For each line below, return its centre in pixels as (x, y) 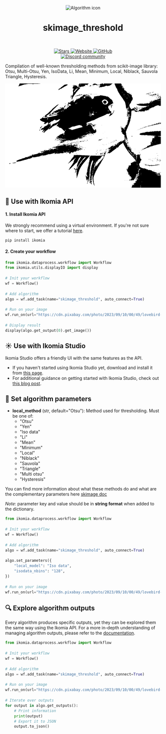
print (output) (28, 716)
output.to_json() (32, 727)
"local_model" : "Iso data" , (43, 566)
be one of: (23, 416)
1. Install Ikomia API (25, 214)
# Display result (23, 325)
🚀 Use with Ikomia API (39, 202)
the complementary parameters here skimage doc (56, 494)
